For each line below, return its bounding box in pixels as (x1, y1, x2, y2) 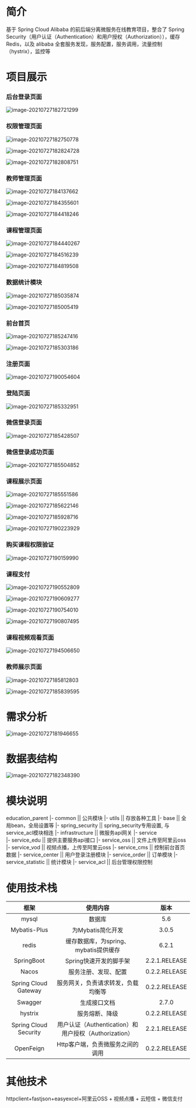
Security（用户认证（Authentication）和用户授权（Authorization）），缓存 (6, 33, 180, 40)
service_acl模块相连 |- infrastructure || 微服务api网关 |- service (6, 829, 157, 836)
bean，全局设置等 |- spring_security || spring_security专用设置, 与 (10, 822, 170, 829)
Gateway (17, 987, 42, 995)
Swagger (17, 999, 42, 1007)
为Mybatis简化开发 (72, 926, 124, 934)
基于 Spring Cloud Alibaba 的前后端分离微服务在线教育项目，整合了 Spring (6, 26, 185, 33)
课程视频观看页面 (6, 633, 54, 642)
